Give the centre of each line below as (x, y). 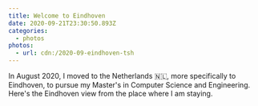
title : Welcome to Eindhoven (57, 16)
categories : (28, 31)
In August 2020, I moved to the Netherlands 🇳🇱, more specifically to (122, 76)
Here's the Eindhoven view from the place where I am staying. (111, 94)
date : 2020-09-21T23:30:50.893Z (62, 23)
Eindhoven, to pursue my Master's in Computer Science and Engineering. (129, 85)
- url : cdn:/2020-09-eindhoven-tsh (75, 53)
